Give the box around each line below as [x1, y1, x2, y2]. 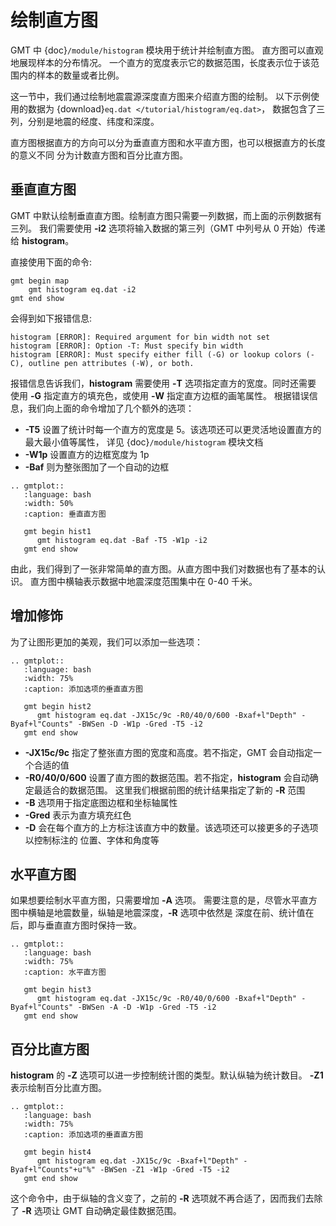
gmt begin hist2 [23, 701, 92, 711]
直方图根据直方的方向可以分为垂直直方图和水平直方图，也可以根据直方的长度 [10, 136, 326, 148]
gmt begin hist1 [23, 526, 92, 536]
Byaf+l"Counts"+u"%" [10, 1165, 97, 1175]
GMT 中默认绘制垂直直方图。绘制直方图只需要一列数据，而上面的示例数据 [10, 209, 314, 221]
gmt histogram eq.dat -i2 [28, 284, 137, 295]
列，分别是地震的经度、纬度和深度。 [10, 115, 160, 127]
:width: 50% [23, 498, 74, 508]
